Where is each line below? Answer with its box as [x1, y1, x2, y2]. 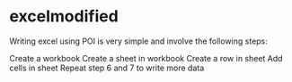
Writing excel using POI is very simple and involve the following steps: [9, 36, 268, 46]
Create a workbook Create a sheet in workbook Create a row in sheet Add [9, 53, 283, 63]
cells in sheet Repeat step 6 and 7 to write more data [9, 62, 205, 73]
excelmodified [9, 6, 119, 27]
